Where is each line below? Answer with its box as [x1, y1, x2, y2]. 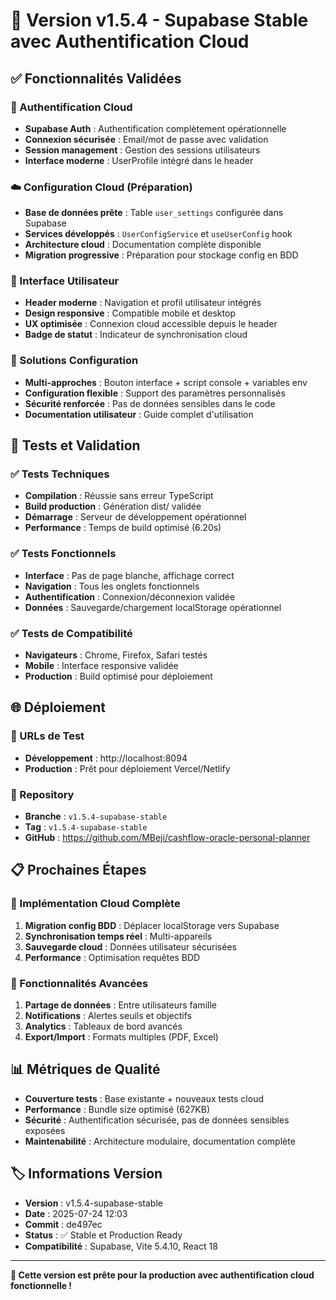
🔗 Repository [10, 787, 75, 801]
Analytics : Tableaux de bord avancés [24, 1020, 183, 1033]
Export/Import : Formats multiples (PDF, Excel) [24, 1031, 219, 1043]
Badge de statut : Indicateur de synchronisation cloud [24, 329, 248, 341]
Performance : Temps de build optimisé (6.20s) [24, 522, 222, 534]
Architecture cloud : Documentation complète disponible [24, 239, 262, 251]
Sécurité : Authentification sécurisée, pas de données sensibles [24, 1114, 290, 1126]
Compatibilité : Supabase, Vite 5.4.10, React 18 [24, 1240, 218, 1252]
